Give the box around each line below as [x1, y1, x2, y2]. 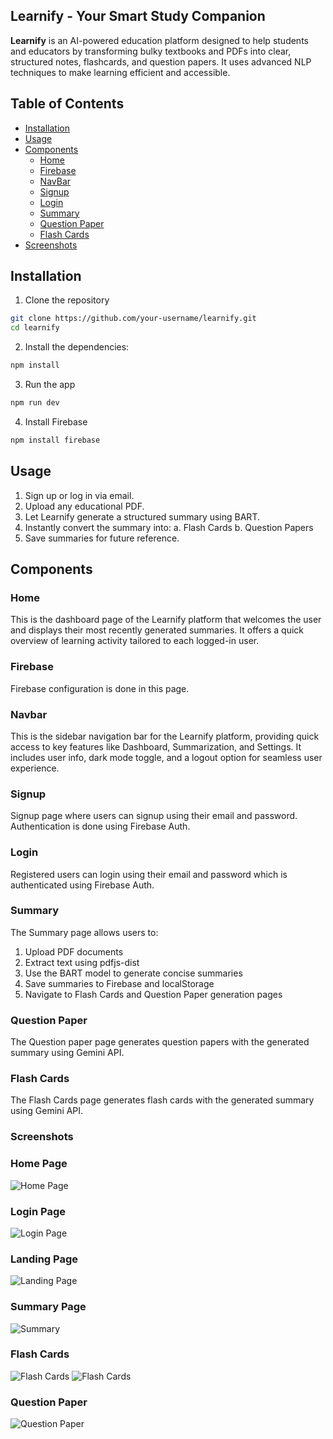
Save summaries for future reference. [24, 532, 180, 544]
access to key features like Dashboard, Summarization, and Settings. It [10, 740, 302, 753]
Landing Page [10, 1252, 79, 1266]
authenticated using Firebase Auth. [10, 879, 155, 891]
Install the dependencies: [24, 341, 130, 353]
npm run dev [10, 398, 60, 408]
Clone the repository [24, 294, 110, 306]
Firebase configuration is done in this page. [10, 682, 190, 694]
